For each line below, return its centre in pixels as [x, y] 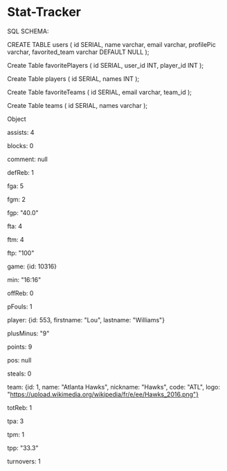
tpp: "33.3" [23, 447]
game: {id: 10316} [32, 266]
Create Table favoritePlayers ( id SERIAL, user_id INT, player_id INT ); [106, 65]
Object [17, 119]
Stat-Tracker [44, 12]
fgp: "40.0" [23, 212]
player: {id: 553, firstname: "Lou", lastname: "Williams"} [86, 320]
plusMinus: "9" [28, 333]
